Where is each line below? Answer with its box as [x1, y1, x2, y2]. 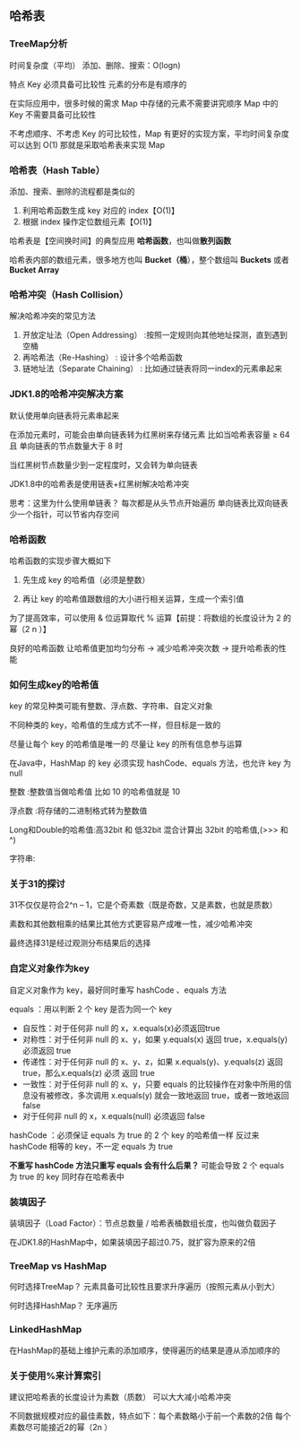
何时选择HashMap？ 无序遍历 [9, 1300, 118, 1311]
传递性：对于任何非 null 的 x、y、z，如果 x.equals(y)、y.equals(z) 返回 [21, 1056, 284, 1067]
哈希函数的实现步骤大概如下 [9, 555, 112, 566]
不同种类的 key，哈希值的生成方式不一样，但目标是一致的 [9, 720, 221, 731]
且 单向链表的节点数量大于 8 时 [9, 440, 124, 451]
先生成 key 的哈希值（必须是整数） [21, 574, 150, 585]
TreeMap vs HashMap [9, 1259, 107, 1272]
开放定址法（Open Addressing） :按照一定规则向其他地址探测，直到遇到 [21, 330, 288, 341]
